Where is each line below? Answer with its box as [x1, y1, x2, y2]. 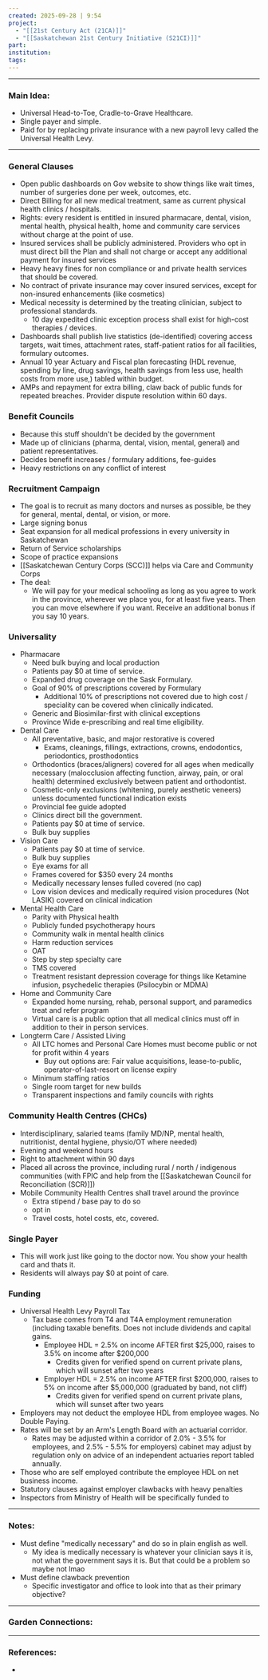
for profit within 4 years [31, 1048, 109, 1057]
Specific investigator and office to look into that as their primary [31, 1581, 242, 1591]
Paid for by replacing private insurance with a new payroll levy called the [19, 125, 259, 135]
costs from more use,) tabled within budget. [19, 374, 165, 384]
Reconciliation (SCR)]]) [19, 1179, 96, 1189]
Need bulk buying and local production [31, 658, 160, 667]
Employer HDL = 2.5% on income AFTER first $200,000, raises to [43, 1374, 258, 1384]
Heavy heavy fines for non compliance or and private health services [19, 264, 247, 274]
